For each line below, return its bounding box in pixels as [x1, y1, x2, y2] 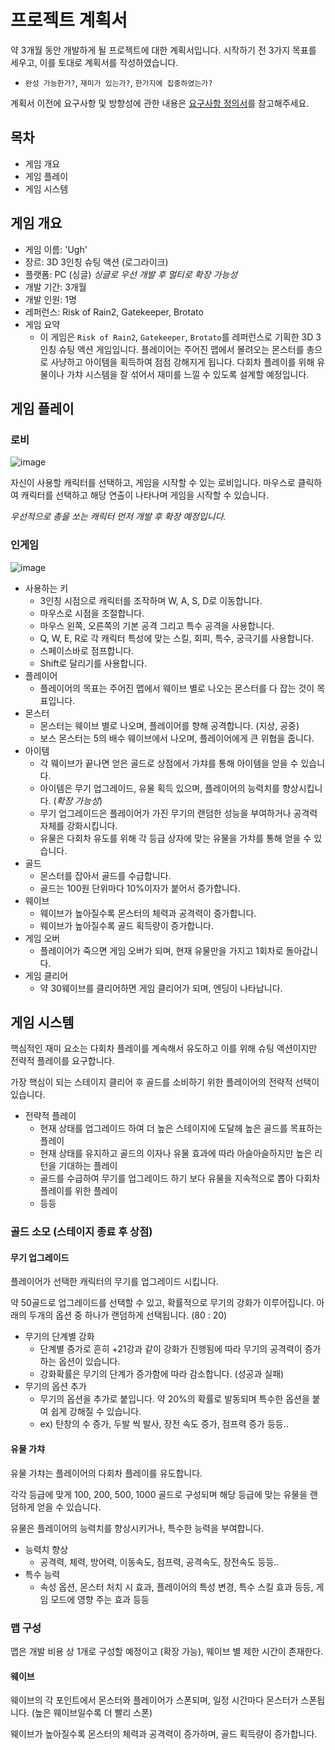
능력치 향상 [24, 1543, 69, 1555]
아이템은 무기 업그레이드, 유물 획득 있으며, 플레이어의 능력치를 [39, 782, 280, 794]
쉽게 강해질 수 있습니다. [50, 1406, 142, 1418]
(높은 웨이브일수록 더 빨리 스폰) [31, 1707, 153, 1719]
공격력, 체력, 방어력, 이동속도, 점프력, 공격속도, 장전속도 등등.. [39, 1556, 280, 1568]
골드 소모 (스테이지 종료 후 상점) [10, 1225, 153, 1239]
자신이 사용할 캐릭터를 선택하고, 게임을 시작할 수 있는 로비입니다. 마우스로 [10, 477, 296, 489]
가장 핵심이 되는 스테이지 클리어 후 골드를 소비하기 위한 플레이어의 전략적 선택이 [10, 1076, 320, 1088]
